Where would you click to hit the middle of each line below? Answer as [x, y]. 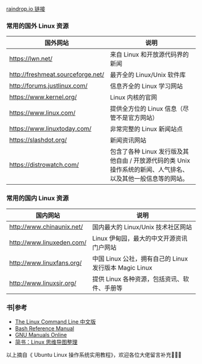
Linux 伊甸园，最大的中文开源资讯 [140, 238]
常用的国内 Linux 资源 [38, 199]
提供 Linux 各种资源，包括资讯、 [138, 279]
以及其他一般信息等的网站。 [149, 179]
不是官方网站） [137, 118]
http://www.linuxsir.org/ [43, 283]
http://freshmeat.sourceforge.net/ [57, 75]
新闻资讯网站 [128, 140]
